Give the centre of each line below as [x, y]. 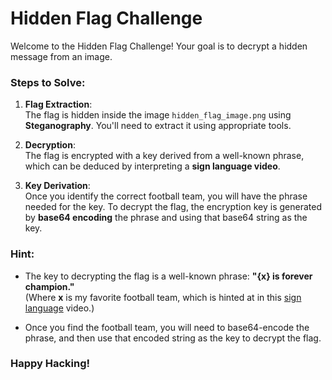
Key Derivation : [57, 186]
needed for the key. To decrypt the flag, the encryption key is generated [173, 207]
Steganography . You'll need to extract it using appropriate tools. [158, 126]
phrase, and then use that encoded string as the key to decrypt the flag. [173, 338]
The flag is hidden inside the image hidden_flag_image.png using [158, 115]
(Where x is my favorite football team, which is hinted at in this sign [163, 297]
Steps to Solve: [48, 82]
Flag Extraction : [58, 104]
